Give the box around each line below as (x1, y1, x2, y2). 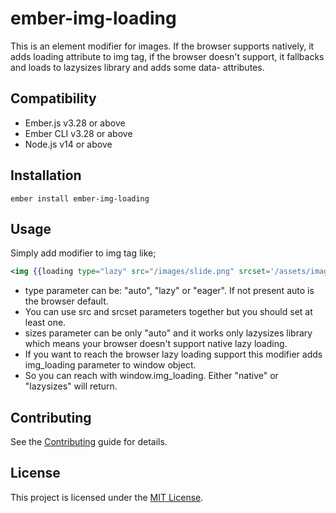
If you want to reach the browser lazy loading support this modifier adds (24, 348, 323, 361)
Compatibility (10, 90, 97, 107)
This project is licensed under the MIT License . (10, 491, 204, 503)
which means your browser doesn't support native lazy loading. (24, 338, 288, 350)
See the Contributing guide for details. (10, 436, 168, 448)
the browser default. (24, 295, 109, 307)
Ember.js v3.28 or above (24, 117, 126, 129)
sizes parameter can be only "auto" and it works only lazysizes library (24, 327, 313, 339)
